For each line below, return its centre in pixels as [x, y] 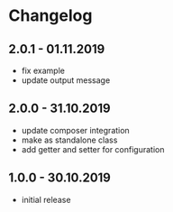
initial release [46, 199]
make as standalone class [69, 140]
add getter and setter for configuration [93, 149]
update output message [66, 80]
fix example [43, 70]
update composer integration [75, 130]
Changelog [50, 16]
